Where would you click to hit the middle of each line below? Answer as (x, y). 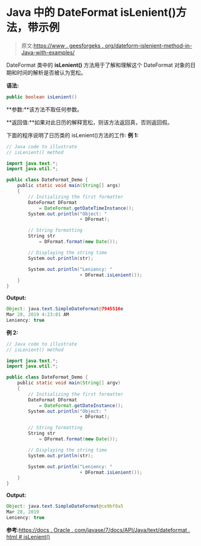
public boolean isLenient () (42, 97)
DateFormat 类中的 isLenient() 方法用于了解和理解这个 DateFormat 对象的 (98, 65)
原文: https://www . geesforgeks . (62, 46)
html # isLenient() (28, 537)
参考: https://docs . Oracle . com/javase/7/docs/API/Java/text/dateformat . (98, 530)
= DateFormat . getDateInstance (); (81, 405)
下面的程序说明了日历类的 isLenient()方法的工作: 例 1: (72, 135)
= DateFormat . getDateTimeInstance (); (87, 208)
